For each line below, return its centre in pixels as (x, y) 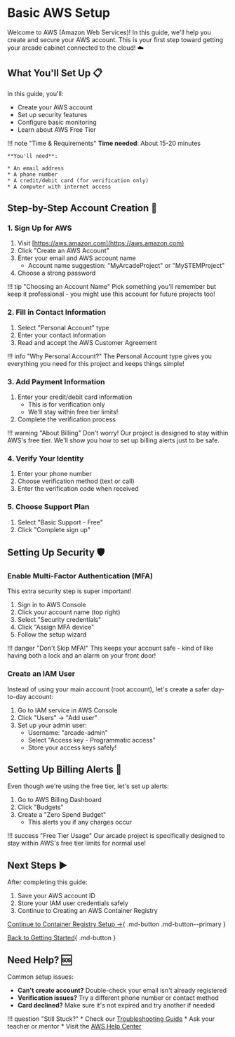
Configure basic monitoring (57, 122)
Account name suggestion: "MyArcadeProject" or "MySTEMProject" (126, 266)
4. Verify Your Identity (46, 459)
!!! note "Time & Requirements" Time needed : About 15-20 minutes (104, 143)
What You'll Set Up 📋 (55, 73)
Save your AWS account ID (56, 896)
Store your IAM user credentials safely (73, 903)
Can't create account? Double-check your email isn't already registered (122, 991)
